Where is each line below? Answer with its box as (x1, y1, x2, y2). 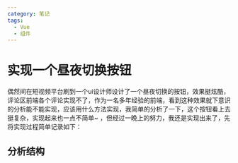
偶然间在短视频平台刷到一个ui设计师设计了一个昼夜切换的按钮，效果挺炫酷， (7, 87, 230, 96)
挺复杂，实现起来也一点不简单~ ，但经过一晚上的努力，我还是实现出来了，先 (7, 114, 231, 122)
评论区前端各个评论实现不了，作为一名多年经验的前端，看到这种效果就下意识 (7, 96, 231, 104)
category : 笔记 (7, 10, 50, 18)
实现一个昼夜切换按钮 (7, 63, 132, 78)
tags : (7, 17, 23, 24)
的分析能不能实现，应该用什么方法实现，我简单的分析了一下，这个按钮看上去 (7, 105, 231, 114)
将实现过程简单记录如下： (7, 123, 82, 131)
